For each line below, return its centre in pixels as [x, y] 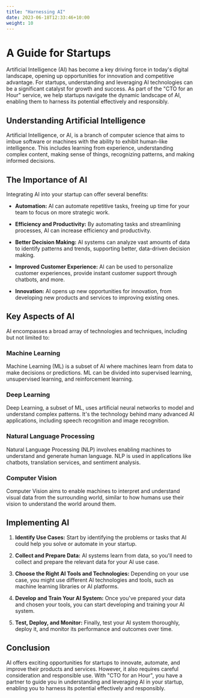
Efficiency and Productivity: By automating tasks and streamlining [98, 224]
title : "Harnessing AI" [36, 12]
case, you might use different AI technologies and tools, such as [94, 580]
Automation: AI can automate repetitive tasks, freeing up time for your [102, 206]
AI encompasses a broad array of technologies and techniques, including [97, 331]
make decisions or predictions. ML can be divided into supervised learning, [99, 373]
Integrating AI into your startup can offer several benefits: [77, 194]
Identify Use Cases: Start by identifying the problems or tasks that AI [101, 537]
